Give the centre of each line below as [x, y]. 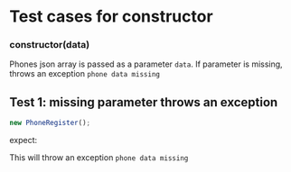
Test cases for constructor [112, 17]
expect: [23, 140]
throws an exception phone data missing [85, 74]
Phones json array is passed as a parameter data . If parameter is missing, [146, 64]
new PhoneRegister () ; [50, 123]
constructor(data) [50, 45]
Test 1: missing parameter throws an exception [144, 102]
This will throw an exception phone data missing [99, 158]
